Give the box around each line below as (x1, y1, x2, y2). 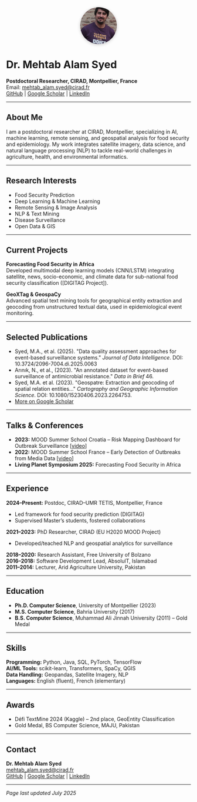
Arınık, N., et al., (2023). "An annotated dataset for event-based (14, 367, 168, 374)
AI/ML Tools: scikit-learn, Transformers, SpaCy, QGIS (6, 665, 136, 672)
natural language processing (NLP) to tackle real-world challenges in (6, 147, 172, 154)
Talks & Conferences (6, 420, 84, 430)
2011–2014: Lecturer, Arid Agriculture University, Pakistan (6, 563, 146, 571)
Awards (6, 700, 35, 710)
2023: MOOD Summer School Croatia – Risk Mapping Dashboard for (14, 436, 181, 443)
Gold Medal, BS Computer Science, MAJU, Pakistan (14, 722, 140, 729)
